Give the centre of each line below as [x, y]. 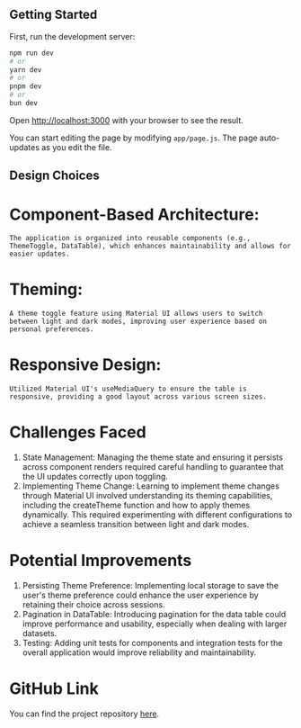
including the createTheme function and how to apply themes [136, 505]
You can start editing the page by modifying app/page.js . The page [133, 138]
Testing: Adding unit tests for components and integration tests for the [152, 643]
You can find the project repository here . [84, 714]
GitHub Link [54, 689]
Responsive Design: [85, 365]
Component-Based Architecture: [134, 214]
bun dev [24, 103]
